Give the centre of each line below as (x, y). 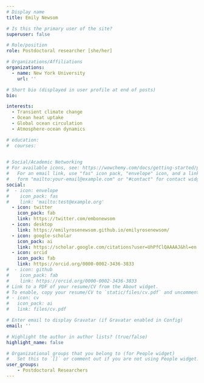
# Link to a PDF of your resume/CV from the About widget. (83, 286)
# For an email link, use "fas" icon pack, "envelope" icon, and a (96, 174)
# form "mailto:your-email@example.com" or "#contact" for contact (96, 179)
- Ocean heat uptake (38, 118)
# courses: (21, 146)
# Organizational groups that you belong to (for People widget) (90, 353)
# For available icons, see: (43, 168)
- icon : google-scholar (42, 236)
